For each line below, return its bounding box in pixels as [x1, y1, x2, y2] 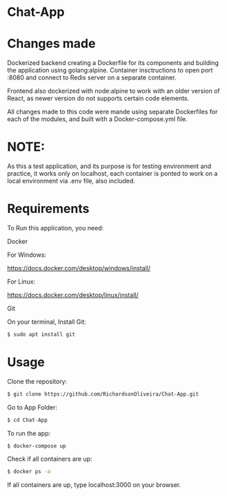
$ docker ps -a [7, 468, 51, 475]
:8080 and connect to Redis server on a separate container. [7, 73, 177, 82]
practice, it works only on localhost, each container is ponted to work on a [7, 169, 218, 178]
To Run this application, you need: [7, 224, 104, 232]
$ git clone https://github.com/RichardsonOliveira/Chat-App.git [7, 390, 199, 398]
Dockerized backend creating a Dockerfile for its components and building [7, 59, 219, 67]
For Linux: [7, 277, 36, 286]
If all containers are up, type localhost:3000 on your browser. [7, 481, 181, 489]
